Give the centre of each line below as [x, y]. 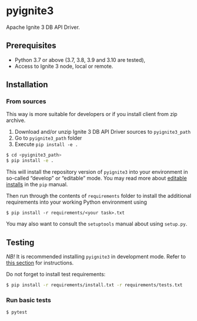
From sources [26, 101]
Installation [27, 85]
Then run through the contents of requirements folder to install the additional [99, 196]
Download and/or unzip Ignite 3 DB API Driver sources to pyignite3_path [103, 132]
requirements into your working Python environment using [76, 202]
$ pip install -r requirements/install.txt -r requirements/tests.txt [94, 285]
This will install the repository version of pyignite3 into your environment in [97, 172]
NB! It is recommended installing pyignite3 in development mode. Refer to [96, 257]
